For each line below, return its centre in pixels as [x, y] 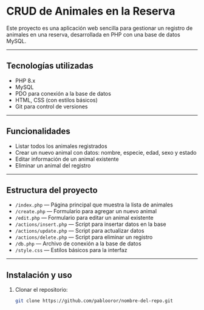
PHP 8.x [25, 80]
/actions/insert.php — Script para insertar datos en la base [90, 224]
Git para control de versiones [51, 106]
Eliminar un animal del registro [53, 165]
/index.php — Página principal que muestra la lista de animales [94, 205]
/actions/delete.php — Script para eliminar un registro [84, 237]
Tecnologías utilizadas [50, 66]
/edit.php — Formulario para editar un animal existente [84, 218]
